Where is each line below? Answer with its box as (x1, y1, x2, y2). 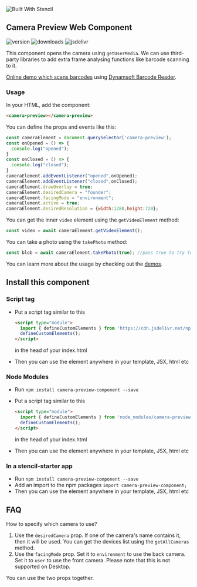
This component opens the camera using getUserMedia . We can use (6, 49, 170, 56)
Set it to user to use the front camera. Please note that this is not (14, 557, 171, 564)
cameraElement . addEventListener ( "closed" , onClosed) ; (6, 178, 138, 185)
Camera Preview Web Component (6, 22, 133, 32)
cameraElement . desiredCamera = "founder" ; (6, 189, 111, 195)
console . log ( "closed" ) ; (11, 162, 69, 168)
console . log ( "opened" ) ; (11, 146, 69, 152)
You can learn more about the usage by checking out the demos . (6, 260, 163, 267)
